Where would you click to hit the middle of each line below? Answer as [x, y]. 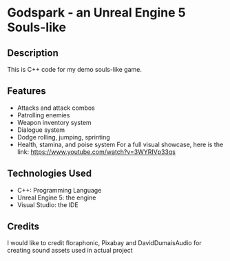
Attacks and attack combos [56, 108]
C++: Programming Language [59, 190]
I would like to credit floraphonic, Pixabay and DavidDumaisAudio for [104, 243]
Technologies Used [49, 174]
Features [27, 91]
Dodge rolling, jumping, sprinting [63, 137]
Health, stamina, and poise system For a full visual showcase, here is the [120, 144]
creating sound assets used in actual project [70, 251]
